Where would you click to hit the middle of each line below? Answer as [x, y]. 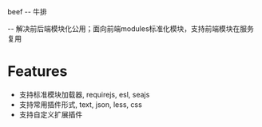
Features [38, 71]
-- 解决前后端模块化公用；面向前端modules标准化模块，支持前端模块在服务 [131, 29]
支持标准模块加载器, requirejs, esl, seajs [84, 94]
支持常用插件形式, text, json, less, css [81, 104]
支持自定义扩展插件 [51, 114]
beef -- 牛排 [27, 12]
